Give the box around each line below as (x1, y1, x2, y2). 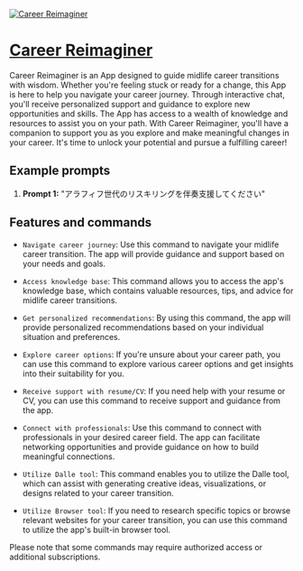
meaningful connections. (22, 451, 115, 462)
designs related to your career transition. (22, 487, 174, 498)
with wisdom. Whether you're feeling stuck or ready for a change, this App (9, 79, 287, 90)
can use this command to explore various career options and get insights (22, 358, 294, 369)
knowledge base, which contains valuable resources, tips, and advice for (22, 285, 294, 296)
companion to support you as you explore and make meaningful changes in (9, 127, 290, 138)
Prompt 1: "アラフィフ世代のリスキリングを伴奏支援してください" (22, 188, 266, 198)
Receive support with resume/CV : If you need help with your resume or (22, 385, 286, 396)
